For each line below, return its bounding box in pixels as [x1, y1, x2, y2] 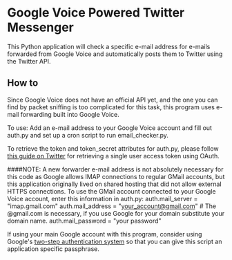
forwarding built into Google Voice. [20, 110, 119, 118]
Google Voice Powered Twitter [7, 5, 185, 21]
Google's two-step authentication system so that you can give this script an [7, 237, 222, 245]
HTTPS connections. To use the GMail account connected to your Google [7, 187, 216, 195]
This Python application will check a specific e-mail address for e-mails [7, 42, 211, 50]
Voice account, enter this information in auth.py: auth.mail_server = [7, 194, 198, 203]
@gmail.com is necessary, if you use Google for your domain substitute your [7, 209, 225, 217]
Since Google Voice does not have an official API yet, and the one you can [7, 95, 218, 104]
